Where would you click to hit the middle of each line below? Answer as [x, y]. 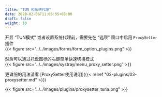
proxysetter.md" [21, 80]
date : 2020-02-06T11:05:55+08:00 [39, 14]
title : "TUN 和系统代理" [28, 9]
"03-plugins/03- [120, 74]
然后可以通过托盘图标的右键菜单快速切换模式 [50, 59]
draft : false [18, 18]
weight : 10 [16, 23]
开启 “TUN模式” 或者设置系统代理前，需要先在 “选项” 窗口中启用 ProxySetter [81, 37]
